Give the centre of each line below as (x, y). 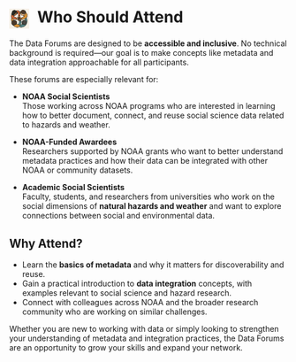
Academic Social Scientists (73, 188)
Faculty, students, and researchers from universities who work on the (148, 196)
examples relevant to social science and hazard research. (127, 293)
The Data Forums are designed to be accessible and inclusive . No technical (148, 43)
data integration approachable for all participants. (99, 62)
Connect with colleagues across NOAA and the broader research (140, 303)
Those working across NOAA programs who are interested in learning (148, 106)
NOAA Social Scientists (66, 96)
